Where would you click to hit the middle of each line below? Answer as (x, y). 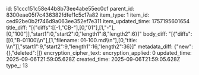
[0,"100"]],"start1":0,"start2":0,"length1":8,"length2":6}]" (74, 34)
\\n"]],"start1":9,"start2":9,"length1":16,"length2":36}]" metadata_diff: (90, 46)
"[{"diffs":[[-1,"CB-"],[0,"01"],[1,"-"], (72, 27)
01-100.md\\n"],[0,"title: (109, 40)
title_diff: (17, 27)
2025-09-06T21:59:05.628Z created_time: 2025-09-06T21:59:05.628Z (93, 59)
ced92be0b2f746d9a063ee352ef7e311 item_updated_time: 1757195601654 (98, 21)
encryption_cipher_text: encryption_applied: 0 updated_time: (118, 53)
